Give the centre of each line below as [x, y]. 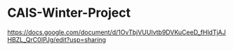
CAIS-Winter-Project [69, 13]
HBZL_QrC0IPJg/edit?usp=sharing [57, 39]
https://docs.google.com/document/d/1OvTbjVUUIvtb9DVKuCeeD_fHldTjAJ [116, 32]
